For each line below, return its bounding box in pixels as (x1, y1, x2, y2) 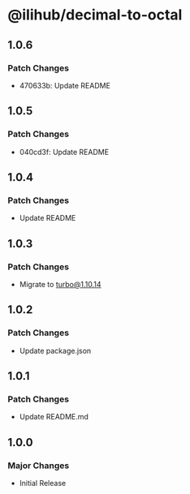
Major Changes (7, 460, 70, 471)
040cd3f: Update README (19, 147, 110, 157)
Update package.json (19, 346, 92, 355)
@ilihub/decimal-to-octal (7, 6, 183, 24)
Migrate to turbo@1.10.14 (19, 279, 101, 289)
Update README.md (19, 412, 89, 422)
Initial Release (19, 479, 67, 488)
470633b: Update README (19, 80, 111, 90)
